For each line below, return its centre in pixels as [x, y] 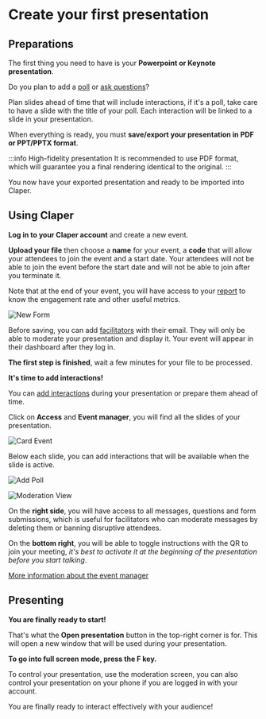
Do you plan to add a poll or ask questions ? [79, 87]
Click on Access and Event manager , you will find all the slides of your [124, 417]
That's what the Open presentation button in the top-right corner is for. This [133, 635]
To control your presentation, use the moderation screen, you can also [123, 674]
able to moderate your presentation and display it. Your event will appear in [131, 338]
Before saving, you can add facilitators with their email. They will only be [127, 330]
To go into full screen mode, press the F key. [83, 659]
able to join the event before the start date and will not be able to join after [129, 267]
